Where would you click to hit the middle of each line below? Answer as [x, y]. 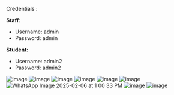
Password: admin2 [38, 68]
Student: [17, 50]
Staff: [13, 20]
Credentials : [22, 9]
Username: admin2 [38, 61]
